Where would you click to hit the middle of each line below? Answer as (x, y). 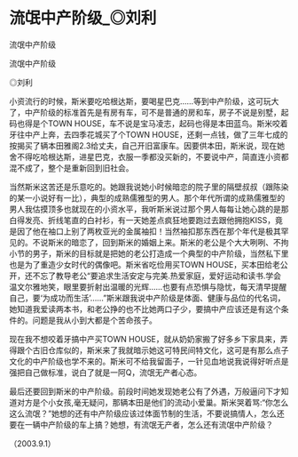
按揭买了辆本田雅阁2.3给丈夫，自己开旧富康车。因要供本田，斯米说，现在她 (147, 145)
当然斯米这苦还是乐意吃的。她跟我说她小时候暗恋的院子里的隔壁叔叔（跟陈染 (149, 187)
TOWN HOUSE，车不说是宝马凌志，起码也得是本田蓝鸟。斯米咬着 (168, 123)
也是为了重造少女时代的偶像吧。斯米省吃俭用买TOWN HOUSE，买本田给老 (145, 264)
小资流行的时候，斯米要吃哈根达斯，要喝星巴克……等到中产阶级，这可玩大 (144, 101)
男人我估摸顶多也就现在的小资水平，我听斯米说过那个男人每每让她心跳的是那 (149, 209)
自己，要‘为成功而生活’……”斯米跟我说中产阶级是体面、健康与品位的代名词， (147, 298)
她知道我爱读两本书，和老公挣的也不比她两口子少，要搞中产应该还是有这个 (145, 309)
